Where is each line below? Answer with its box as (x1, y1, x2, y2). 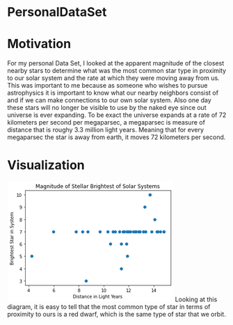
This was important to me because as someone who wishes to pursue (7, 81, 208, 90)
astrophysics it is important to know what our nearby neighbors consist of (7, 88, 219, 97)
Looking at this (175, 295, 218, 303)
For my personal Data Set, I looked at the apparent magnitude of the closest (7, 59, 225, 68)
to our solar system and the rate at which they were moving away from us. (7, 74, 220, 82)
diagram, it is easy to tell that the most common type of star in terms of (7, 303, 211, 311)
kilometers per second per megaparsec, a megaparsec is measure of (7, 118, 205, 127)
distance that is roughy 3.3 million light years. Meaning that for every (7, 126, 204, 134)
